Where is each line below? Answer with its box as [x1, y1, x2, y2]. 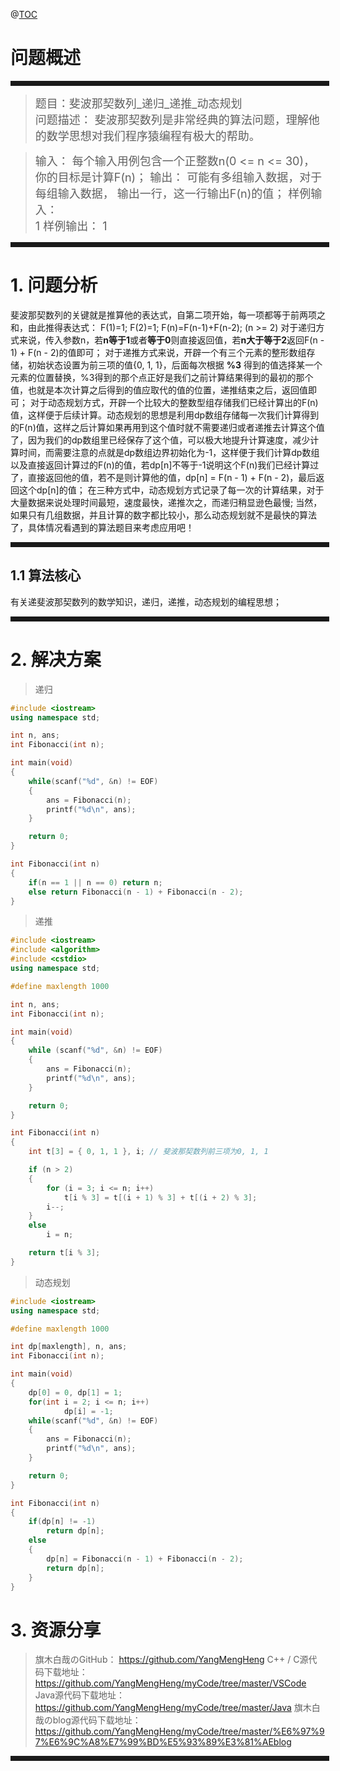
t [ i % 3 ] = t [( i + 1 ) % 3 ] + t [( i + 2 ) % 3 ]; [63, 1192, 258, 1203]
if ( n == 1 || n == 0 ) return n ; [28, 877, 163, 888]
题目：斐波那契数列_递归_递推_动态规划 [34, 96, 243, 111]
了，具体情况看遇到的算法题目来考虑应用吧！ [10, 521, 195, 533]
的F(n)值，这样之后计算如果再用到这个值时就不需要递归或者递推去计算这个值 [10, 421, 325, 433]
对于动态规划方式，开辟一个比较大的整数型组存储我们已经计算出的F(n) [29, 396, 319, 408]
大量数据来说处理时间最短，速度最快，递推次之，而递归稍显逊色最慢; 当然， [10, 496, 323, 508]
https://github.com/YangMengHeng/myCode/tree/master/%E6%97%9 [34, 1725, 325, 1738]
